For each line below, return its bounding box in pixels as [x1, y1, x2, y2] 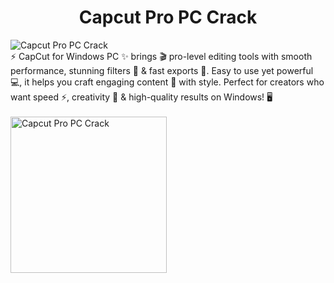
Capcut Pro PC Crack [78, 6, 258, 29]
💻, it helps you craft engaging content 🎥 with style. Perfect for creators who [10, 76, 325, 88]
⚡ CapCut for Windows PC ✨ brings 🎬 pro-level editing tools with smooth [10, 50, 313, 62]
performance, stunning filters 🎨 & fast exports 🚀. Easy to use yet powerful [10, 64, 314, 76]
